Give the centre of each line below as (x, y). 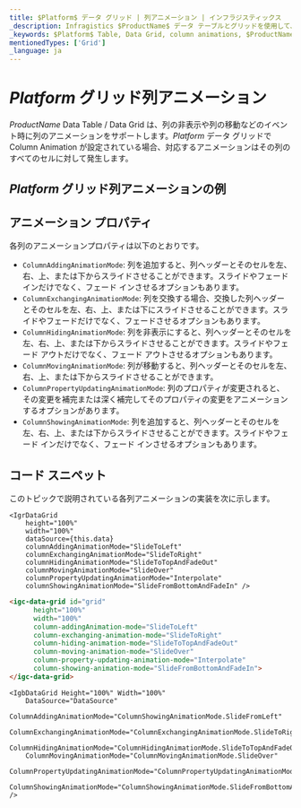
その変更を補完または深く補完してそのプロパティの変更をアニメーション (155, 399)
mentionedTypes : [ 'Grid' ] (57, 43)
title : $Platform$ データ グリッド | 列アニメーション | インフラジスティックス (146, 17)
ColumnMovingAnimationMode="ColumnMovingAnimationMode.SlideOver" (152, 756)
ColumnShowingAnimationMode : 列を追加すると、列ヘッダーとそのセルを (151, 421)
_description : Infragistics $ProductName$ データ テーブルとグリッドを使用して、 (153, 26)
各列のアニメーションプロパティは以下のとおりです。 (107, 246)
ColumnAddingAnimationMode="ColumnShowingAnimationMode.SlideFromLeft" (146, 717)
